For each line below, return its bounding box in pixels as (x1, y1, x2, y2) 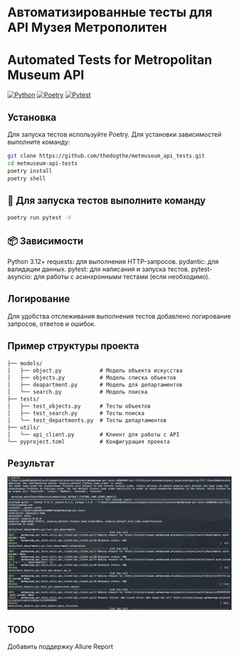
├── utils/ (7, 424, 40, 431)
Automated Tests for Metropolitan (7, 52, 213, 68)
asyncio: (7, 272, 33, 281)
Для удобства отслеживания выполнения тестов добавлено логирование (7, 312, 231, 320)
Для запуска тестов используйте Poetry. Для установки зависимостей (7, 129, 222, 139)
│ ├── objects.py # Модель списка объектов (7, 374, 176, 381)
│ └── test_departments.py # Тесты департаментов (7, 417, 167, 424)
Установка (7, 111, 57, 123)
